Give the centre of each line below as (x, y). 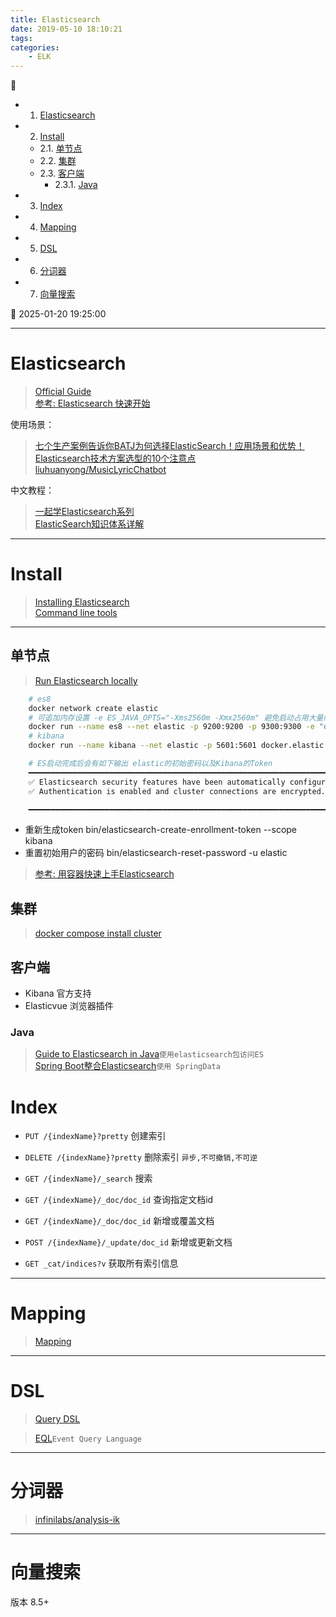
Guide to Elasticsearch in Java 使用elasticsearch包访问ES (149, 1054)
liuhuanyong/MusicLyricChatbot (100, 470)
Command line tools (76, 612)
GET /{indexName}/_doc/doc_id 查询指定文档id (119, 1200)
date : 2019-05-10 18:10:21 (66, 29)
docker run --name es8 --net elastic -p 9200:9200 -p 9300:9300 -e (171, 727)
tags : (21, 38)
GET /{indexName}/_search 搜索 (88, 1178)
